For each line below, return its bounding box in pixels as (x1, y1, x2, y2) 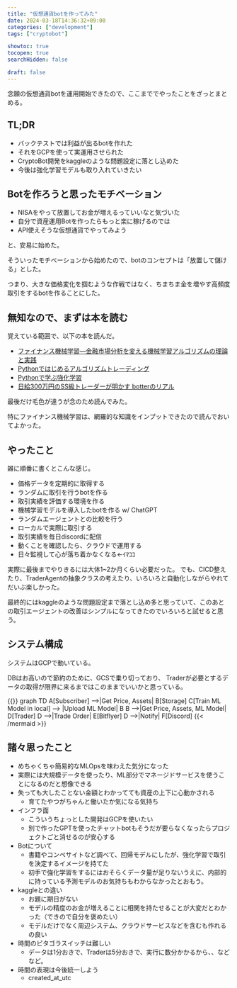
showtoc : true (7, 43, 50, 50)
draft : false (7, 69, 46, 76)
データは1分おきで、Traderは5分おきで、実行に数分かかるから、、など (28, 948, 230, 956)
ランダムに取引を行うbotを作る (17, 488, 108, 496)
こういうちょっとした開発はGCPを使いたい (28, 814, 154, 823)
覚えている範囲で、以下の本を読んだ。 (7, 332, 119, 340)
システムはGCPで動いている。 (7, 658, 95, 667)
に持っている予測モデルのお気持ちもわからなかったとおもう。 (28, 877, 207, 885)
